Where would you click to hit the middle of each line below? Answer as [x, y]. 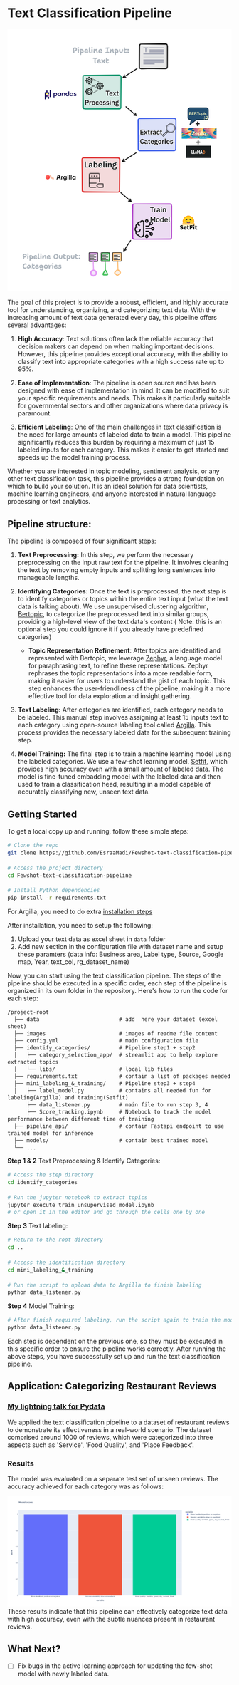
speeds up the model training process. [74, 457]
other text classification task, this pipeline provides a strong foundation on [116, 479]
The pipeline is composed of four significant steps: [82, 541]
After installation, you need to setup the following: [80, 926]
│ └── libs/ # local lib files [94, 1069]
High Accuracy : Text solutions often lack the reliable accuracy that [116, 339]
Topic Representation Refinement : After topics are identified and [124, 650]
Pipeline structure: [49, 524]
